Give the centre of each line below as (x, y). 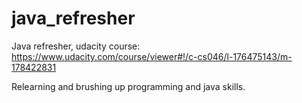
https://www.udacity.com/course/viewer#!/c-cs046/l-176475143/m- (152, 56)
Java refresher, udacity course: (76, 46)
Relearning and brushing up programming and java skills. (128, 86)
